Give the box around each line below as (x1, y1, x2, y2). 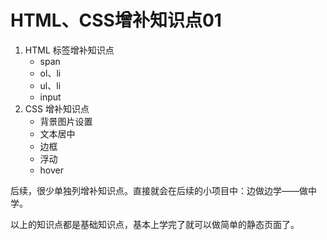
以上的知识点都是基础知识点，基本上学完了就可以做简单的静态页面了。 (10, 218, 300, 230)
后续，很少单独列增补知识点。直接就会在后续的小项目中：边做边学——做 (10, 184, 308, 196)
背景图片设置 (39, 115, 93, 127)
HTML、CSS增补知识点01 (10, 9, 222, 32)
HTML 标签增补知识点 (24, 44, 115, 56)
